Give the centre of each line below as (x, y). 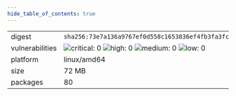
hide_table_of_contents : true (52, 14)
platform (25, 59)
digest (21, 36)
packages (27, 82)
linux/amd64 (85, 59)
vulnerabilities (34, 48)
